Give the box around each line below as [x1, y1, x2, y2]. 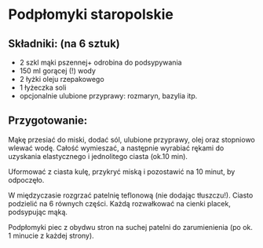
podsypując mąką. [8, 207, 68, 217]
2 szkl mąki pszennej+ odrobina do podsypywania [19, 57, 182, 67]
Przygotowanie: [8, 114, 88, 128]
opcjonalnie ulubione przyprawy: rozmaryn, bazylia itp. [19, 91, 198, 100]
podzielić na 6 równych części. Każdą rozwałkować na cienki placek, [8, 198, 232, 208]
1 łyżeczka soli [19, 83, 67, 92]
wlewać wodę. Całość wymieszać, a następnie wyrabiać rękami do [8, 143, 225, 153]
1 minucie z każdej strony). [8, 231, 94, 240]
